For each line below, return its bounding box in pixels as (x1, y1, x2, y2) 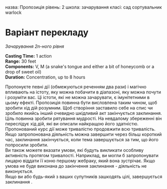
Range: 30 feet (5, 58, 36, 64)
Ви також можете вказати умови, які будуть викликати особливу (5, 147, 144, 153)
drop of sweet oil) (5, 69, 41, 75)
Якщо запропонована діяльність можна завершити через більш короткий (5, 131, 162, 137)
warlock (5, 9, 22, 15)
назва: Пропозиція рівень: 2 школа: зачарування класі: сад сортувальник (5, 4, 162, 10)
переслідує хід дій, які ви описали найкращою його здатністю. (5, 120, 139, 126)
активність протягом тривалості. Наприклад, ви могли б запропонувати (5, 152, 159, 158)
